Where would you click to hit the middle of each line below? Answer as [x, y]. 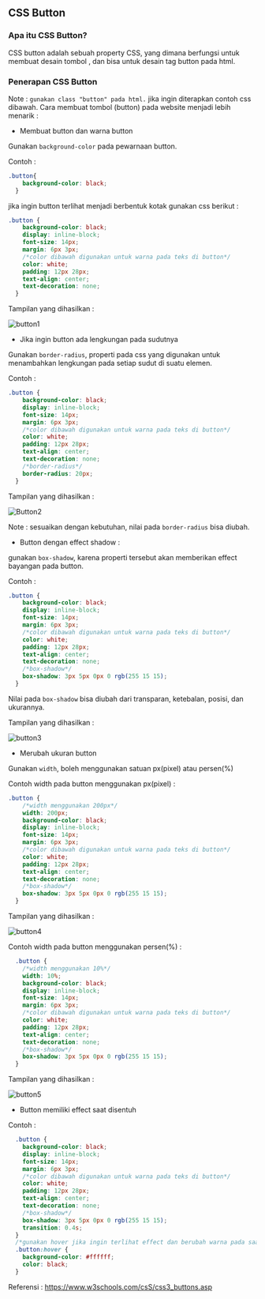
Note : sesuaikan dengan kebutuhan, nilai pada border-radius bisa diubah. [129, 527]
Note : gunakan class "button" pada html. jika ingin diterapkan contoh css [130, 99]
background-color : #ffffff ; [68, 1257]
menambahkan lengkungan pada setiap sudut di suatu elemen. [110, 363]
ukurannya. [26, 707]
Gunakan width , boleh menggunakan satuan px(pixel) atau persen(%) [121, 768]
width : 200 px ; [45, 813]
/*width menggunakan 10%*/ [67, 968]
